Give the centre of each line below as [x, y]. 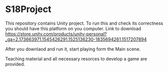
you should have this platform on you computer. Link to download [73, 28]
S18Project [28, 9]
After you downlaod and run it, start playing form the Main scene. [73, 49]
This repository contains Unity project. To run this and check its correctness [84, 23]
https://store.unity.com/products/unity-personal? [56, 34]
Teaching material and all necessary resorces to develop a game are [76, 58]
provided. [15, 64]
